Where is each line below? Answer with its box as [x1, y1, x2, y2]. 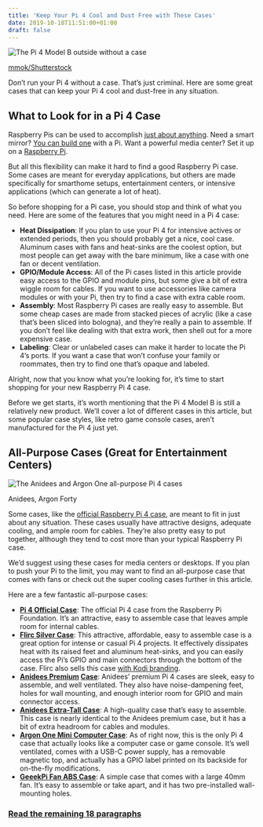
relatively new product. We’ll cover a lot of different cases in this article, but [8, 406, 253, 416]
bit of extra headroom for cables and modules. [19, 722, 170, 731]
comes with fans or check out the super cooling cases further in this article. [8, 575, 254, 584]
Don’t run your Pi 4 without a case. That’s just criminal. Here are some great [8, 78, 253, 87]
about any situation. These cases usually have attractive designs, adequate [8, 518, 251, 527]
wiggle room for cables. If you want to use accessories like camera [19, 284, 237, 294]
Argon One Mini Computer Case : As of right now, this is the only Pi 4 [19, 730, 244, 739]
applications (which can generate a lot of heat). [8, 187, 162, 196]
